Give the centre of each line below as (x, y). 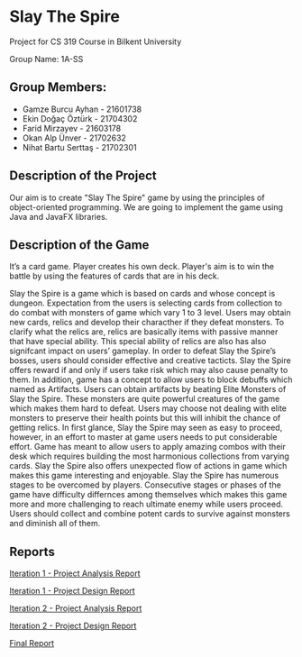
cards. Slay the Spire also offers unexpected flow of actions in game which (148, 466)
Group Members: (58, 87)
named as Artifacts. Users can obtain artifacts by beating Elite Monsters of (148, 389)
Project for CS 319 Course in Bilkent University (96, 41)
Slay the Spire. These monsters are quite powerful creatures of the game (145, 399)
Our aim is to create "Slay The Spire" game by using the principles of (137, 197)
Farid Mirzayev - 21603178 (72, 128)
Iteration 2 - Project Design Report (73, 626)
